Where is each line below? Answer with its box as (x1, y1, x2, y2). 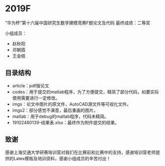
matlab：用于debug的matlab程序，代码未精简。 (12, 113, 109, 119)
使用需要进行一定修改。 (12, 95, 60, 101)
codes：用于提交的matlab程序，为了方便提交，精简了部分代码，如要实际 (12, 89, 159, 95)
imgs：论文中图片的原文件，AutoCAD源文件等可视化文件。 (12, 101, 131, 107)
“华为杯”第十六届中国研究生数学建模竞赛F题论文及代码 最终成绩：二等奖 (5, 20, 151, 26)
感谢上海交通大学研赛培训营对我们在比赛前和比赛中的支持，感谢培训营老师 (5, 149, 156, 155)
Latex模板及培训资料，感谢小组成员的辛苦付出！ (13, 155, 111, 161)
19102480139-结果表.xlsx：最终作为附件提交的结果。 (12, 119, 119, 125)
